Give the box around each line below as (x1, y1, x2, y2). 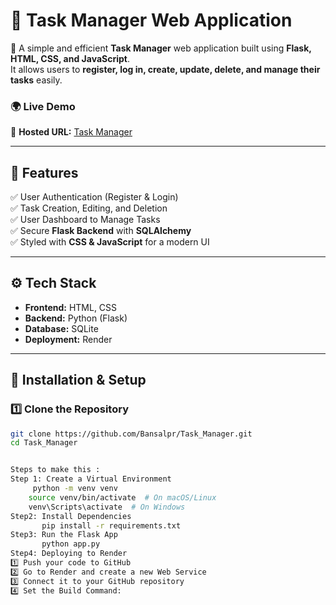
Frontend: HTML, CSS (24, 301, 118, 313)
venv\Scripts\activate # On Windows (28, 502, 186, 512)
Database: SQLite (24, 322, 99, 334)
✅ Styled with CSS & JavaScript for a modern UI (10, 236, 210, 248)
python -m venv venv (32, 484, 118, 494)
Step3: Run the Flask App (10, 530, 118, 540)
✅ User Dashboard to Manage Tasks (10, 214, 161, 226)
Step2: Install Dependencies (10, 511, 132, 521)
